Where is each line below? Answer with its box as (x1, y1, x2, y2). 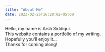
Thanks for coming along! (5, 41, 58, 47)
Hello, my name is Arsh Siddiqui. (5, 25, 71, 31)
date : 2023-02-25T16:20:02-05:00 (5, 12, 74, 17)
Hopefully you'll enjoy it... (5, 36, 57, 42)
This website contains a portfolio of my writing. (5, 31, 101, 37)
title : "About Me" (5, 7, 43, 12)
